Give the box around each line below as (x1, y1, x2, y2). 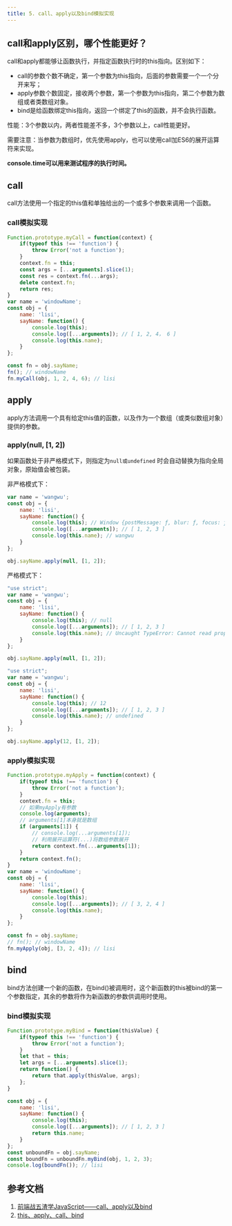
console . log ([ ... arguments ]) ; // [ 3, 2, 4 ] (32, 900, 166, 907)
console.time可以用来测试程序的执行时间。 (7, 159, 130, 167)
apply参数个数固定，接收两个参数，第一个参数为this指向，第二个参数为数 (17, 89, 225, 98)
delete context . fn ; (19, 279, 76, 286)
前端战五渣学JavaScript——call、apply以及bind (17, 1202, 153, 1211)
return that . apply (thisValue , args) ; (32, 1072, 140, 1079)
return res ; (19, 285, 54, 293)
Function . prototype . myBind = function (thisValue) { (7, 1027, 159, 1034)
